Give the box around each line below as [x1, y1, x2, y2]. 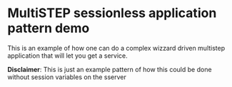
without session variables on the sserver [7, 73, 127, 81]
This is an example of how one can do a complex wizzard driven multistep [7, 43, 226, 52]
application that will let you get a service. [7, 51, 128, 60]
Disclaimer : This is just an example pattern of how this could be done [7, 65, 212, 73]
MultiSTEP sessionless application [7, 5, 217, 21]
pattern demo [7, 20, 90, 36]
